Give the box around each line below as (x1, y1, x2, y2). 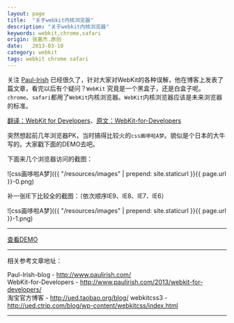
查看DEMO (7, 235, 38, 244)
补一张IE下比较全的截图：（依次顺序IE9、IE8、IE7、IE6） (7, 191, 168, 200)
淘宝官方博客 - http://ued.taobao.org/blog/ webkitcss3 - (7, 293, 168, 301)
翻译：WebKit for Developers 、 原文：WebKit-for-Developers (7, 116, 182, 125)
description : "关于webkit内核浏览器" (7, 23, 109, 30)
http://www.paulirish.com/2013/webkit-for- (79, 278, 203, 286)
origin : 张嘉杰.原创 (7, 36, 61, 43)
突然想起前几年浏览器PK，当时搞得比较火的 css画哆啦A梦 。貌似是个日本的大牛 (7, 131, 226, 139)
